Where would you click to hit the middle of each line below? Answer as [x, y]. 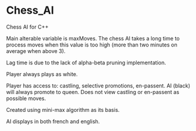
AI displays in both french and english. [53, 121]
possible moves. [26, 98]
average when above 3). [36, 51]
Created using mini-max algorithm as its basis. [63, 110]
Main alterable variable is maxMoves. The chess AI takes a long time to [93, 38]
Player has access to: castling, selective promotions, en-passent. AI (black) [98, 85]
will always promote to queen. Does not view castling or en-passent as [93, 92]
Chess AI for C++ [27, 27]
